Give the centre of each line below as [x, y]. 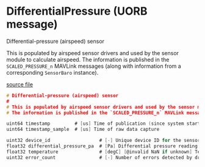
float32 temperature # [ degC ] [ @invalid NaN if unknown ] [99, 152]
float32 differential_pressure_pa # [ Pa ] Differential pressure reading [102, 146]
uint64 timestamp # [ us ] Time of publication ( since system [95, 124]
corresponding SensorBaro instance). [52, 72]
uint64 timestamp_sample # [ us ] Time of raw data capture [83, 130]
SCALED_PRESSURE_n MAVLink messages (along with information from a [94, 66]
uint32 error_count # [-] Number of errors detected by [99, 157]
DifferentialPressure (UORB [77, 11]
